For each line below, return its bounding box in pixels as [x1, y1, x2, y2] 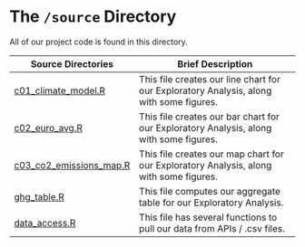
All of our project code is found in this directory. [9, 36, 188, 47]
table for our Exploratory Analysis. [139, 196, 284, 209]
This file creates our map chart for [139, 147, 284, 160]
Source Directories [30, 57, 113, 70]
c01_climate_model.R [14, 84, 106, 97]
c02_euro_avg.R [14, 121, 84, 134]
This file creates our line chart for [139, 72, 281, 85]
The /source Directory [9, 6, 177, 27]
